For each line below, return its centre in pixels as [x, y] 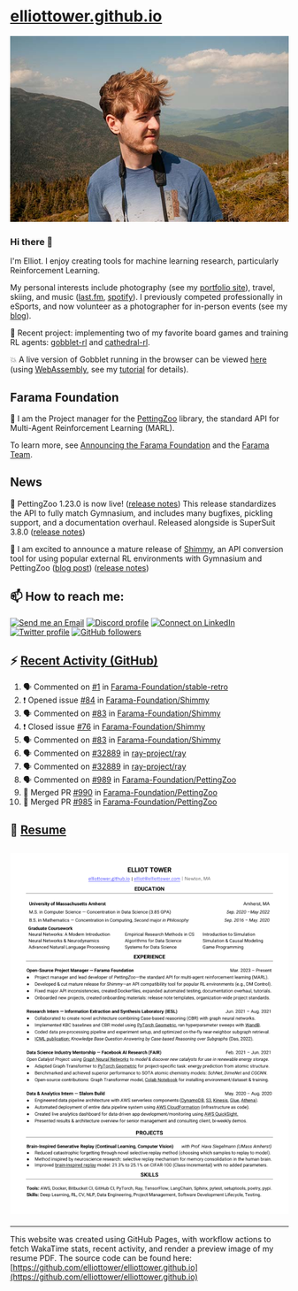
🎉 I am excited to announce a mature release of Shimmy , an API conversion [147, 549]
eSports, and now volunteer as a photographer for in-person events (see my [149, 306]
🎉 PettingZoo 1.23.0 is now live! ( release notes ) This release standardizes [143, 503]
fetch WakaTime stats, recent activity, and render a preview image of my [142, 1249]
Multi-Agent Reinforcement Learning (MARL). [92, 428]
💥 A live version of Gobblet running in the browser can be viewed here [139, 359]
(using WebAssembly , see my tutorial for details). [99, 370]
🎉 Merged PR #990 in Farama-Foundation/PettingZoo [120, 793]
